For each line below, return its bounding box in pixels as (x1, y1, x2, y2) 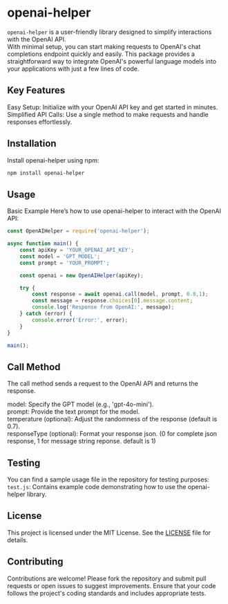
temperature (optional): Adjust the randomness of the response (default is (7, 415, 218, 423)
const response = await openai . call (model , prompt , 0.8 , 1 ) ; (32, 291, 209, 298)
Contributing (7, 556, 64, 568)
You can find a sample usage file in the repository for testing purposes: (7, 475, 209, 484)
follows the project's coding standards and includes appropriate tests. (7, 589, 207, 597)
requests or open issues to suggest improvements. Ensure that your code (7, 581, 216, 589)
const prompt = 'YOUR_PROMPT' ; (19, 259, 110, 266)
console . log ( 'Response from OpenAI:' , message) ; (32, 304, 175, 311)
